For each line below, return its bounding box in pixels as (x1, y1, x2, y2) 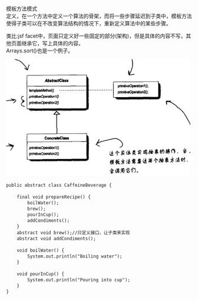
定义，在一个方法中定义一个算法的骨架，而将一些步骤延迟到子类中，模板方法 (6, 12, 192, 19)
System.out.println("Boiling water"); (27, 253, 123, 259)
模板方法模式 (6, 5, 37, 12)
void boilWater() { (16, 248, 65, 253)
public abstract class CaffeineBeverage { (6, 182, 112, 188)
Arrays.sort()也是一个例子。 (6, 47, 74, 54)
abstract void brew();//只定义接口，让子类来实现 (16, 230, 130, 236)
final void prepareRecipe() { (16, 194, 91, 200)
